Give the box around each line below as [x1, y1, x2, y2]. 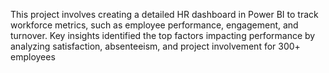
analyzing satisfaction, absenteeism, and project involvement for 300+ [10, 40, 301, 52]
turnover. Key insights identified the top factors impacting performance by [10, 30, 316, 41]
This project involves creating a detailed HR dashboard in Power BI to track [10, 9, 319, 20]
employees [10, 51, 56, 63]
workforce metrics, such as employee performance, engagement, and [10, 19, 299, 31]
